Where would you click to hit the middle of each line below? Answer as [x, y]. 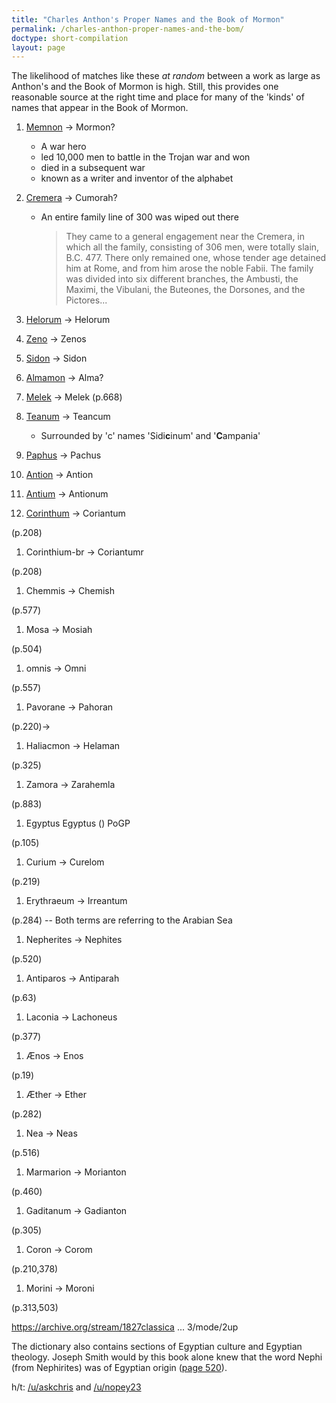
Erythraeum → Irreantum [76, 901]
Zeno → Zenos [56, 339]
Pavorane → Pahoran [69, 707]
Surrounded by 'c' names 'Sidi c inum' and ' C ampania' [150, 436]
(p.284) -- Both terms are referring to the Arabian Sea [122, 920]
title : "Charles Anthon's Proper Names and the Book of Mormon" [148, 19]
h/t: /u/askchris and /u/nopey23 [76, 1387]
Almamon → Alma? [64, 378]
